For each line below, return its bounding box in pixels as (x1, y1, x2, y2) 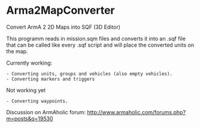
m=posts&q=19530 (6, 115, 53, 122)
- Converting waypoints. (6, 98, 68, 104)
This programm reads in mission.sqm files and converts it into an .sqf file (6, 35, 186, 42)
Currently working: (6, 59, 53, 66)
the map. (6, 47, 28, 54)
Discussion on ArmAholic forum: (6, 108, 86, 115)
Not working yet (6, 86, 46, 93)
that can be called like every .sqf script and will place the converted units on (6, 41, 195, 48)
